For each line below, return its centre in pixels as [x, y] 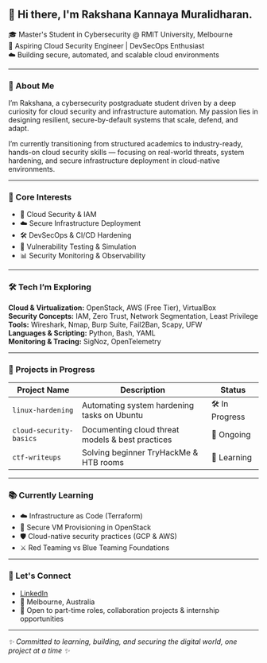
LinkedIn [34, 593]
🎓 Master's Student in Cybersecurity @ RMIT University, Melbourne [120, 34]
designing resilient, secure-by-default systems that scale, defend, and [123, 120]
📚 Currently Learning [51, 495]
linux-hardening [43, 410]
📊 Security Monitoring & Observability [83, 256]
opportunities [42, 618]
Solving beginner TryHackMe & [140, 452]
